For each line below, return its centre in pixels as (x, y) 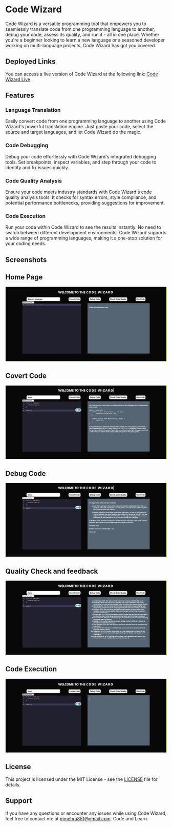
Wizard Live (18, 79)
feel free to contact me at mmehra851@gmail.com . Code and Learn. (77, 818)
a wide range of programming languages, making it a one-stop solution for (84, 238)
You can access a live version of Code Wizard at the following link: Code (82, 74)
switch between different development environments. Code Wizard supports (86, 233)
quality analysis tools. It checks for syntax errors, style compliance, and (81, 197)
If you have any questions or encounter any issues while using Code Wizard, (86, 813)
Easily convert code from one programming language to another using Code (86, 121)
